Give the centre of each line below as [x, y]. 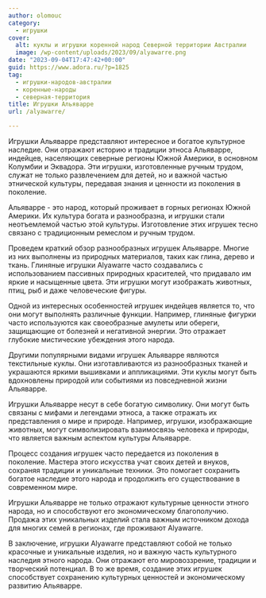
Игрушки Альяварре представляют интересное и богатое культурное [127, 141]
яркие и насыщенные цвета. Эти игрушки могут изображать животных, [130, 282]
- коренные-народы [46, 89]
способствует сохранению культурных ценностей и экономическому [127, 577]
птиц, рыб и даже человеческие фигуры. [77, 290]
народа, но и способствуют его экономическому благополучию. [118, 511]
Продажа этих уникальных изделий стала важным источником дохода [129, 519]
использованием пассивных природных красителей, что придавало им [130, 274]
